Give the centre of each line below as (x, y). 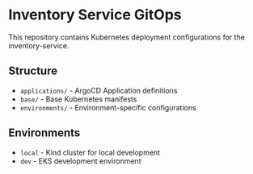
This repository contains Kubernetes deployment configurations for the (126, 37)
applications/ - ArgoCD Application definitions (99, 90)
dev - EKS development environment (80, 161)
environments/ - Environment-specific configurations (108, 107)
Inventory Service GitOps (95, 15)
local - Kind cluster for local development (90, 152)
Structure (33, 71)
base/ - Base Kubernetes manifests (78, 99)
